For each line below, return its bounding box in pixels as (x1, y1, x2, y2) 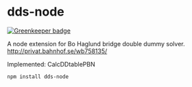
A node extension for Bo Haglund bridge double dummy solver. (7, 39, 185, 48)
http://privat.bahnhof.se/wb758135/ (7, 47, 108, 55)
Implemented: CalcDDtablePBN (7, 60, 95, 68)
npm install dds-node (7, 73, 69, 80)
